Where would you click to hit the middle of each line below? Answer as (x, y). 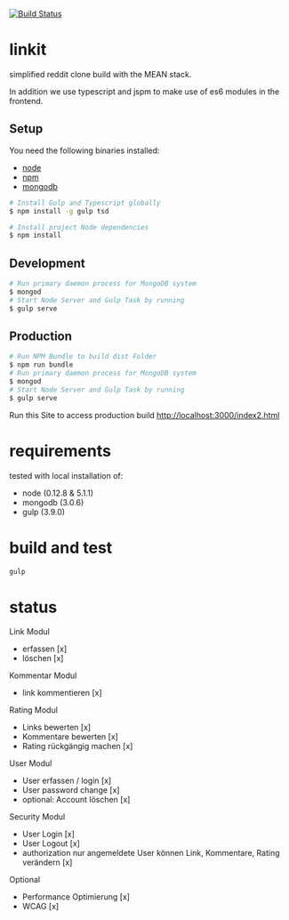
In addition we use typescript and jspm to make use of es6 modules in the (144, 91)
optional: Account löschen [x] (76, 800)
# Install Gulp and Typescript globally (85, 203)
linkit (28, 50)
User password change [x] (71, 790)
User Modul (31, 763)
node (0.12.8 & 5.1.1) (58, 493)
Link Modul (30, 632)
